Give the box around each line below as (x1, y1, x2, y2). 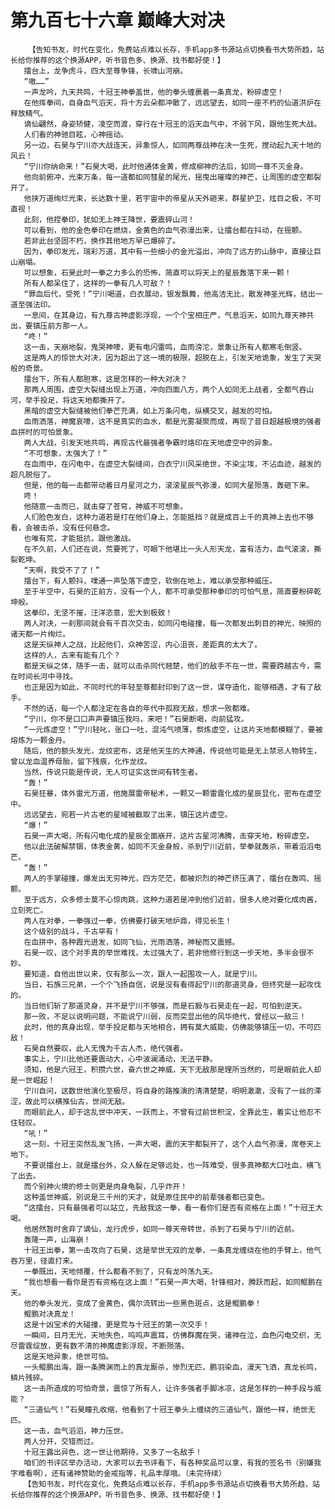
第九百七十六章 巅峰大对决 (10, 9, 225, 32)
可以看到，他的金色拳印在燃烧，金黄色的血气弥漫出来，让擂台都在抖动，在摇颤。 (23, 225, 307, 235)
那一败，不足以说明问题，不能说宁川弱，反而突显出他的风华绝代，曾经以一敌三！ (23, 1011, 307, 1021)
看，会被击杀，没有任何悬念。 (10, 522, 115, 533)
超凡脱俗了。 (10, 469, 56, 480)
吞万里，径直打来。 (10, 1256, 78, 1266)
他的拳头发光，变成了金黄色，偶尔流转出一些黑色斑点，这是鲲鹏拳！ (23, 1298, 262, 1308)
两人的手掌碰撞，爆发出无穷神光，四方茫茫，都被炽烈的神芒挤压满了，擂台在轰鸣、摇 (23, 873, 322, 883)
